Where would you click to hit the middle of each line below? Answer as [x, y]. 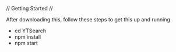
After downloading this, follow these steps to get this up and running [88, 19]
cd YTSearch [30, 31]
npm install [28, 37]
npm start [26, 43]
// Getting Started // [30, 8]
